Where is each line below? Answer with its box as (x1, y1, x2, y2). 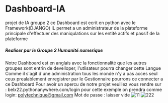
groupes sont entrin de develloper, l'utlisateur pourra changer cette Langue (5, 65, 161, 71)
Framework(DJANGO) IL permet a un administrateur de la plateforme (5, 25, 148, 31)
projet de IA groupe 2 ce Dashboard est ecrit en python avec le (5, 20, 136, 26)
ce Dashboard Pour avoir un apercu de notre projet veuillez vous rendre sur (5, 81, 162, 87)
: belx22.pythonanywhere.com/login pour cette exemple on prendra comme (5, 86, 162, 92)
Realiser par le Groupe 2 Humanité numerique (5, 47, 103, 53)
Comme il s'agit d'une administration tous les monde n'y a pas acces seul (5, 70, 158, 76)
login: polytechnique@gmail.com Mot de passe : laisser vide (5, 91, 130, 98)
